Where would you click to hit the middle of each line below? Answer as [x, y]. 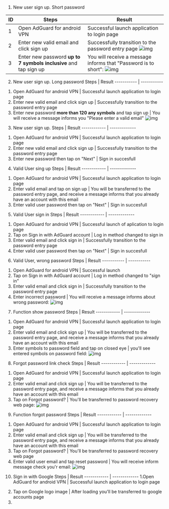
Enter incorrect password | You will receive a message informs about [84, 297]
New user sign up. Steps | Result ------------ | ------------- [74, 128]
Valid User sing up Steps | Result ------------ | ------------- [74, 168]
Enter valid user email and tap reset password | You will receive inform [86, 461]
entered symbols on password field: [50, 353]
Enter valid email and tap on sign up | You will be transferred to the [82, 189]
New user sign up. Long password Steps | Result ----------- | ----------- [88, 82]
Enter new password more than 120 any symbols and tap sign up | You [87, 113]
